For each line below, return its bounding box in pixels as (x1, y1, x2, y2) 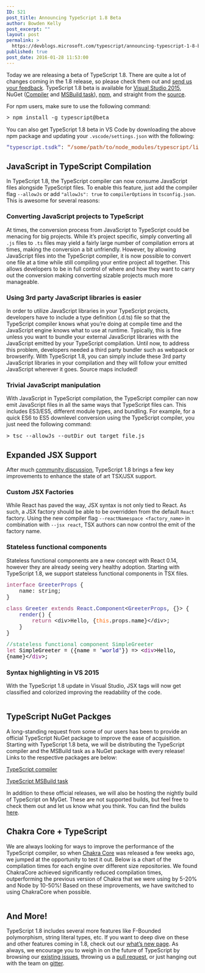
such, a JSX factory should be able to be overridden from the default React (6, 508, 195, 516)
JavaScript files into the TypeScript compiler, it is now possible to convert (6, 252, 191, 260)
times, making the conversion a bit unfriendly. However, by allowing (6, 246, 176, 253)
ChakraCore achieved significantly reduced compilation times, (6, 869, 163, 876)
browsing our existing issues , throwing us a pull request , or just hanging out (6, 953, 197, 961)
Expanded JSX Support (6, 450, 97, 460)
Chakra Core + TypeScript (6, 826, 108, 837)
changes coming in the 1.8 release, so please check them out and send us (6, 78, 192, 85)
